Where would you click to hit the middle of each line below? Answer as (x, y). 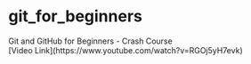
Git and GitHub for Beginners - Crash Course (90, 41)
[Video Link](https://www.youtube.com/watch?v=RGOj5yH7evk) (125, 50)
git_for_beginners (76, 16)
